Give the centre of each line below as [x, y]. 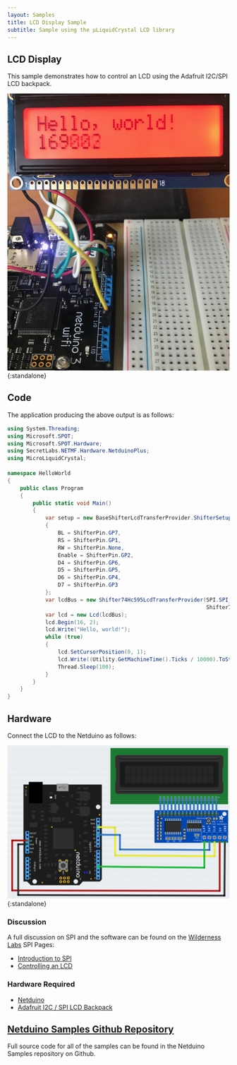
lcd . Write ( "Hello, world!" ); [88, 630]
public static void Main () [72, 503]
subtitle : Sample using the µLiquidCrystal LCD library [91, 30]
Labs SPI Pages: [31, 945]
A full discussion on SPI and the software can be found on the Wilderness [114, 937]
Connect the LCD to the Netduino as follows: [72, 736]
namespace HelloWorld [39, 474]
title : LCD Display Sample [47, 22]
